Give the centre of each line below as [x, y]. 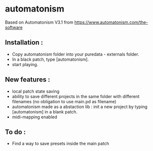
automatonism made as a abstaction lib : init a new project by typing [80, 107]
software [14, 27]
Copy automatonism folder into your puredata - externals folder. [75, 54]
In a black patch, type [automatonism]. [50, 59]
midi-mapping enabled [35, 117]
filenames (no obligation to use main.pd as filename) [64, 101]
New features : [28, 80]
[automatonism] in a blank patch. [45, 111]
